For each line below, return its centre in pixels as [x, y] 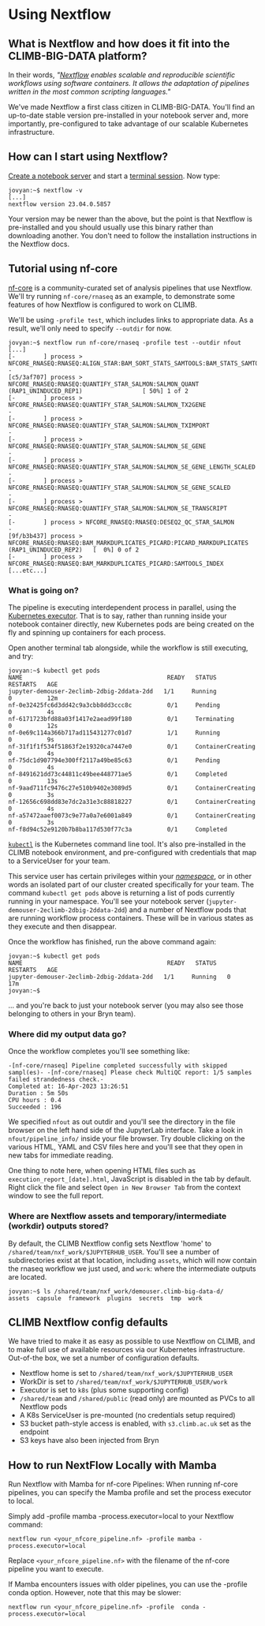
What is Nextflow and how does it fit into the [119, 44]
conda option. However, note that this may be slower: [95, 1593]
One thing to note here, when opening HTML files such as [102, 1171]
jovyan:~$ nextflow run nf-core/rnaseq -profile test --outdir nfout [125, 342]
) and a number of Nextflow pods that [186, 910]
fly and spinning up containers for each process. [87, 632]
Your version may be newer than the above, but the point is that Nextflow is [130, 219]
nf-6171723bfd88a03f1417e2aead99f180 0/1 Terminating [121, 719]
